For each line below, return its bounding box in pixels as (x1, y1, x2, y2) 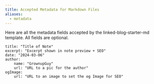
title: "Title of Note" (5, 44, 54, 49)
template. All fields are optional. (5, 35, 69, 41)
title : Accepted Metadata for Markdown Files (5, 7, 99, 12)
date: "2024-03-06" (5, 53, 45, 58)
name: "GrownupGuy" (14, 62, 54, 66)
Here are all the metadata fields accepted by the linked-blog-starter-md (5, 30, 150, 36)
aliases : (5, 12, 23, 17)
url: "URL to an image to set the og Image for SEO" (14, 74, 124, 79)
